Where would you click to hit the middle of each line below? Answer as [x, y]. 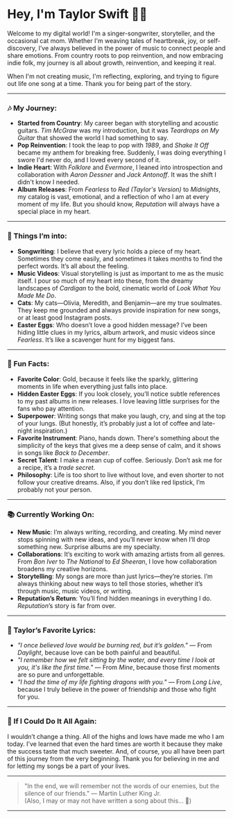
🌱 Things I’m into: [37, 236]
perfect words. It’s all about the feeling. [73, 266]
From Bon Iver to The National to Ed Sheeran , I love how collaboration [117, 562]
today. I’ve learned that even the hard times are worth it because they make [115, 744]
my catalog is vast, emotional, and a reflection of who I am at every [113, 197]
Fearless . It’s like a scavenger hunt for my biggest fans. [96, 340]
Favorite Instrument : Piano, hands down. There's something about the [118, 438]
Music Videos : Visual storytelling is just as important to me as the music [120, 273]
